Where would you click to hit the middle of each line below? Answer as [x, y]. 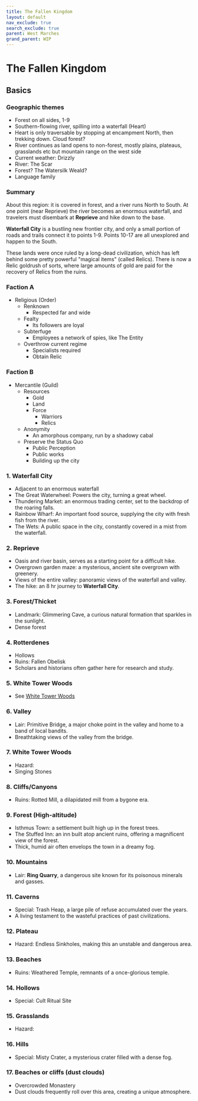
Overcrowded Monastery [45, 1085]
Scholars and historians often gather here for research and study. [94, 667]
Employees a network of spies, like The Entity [88, 338]
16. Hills [17, 1044]
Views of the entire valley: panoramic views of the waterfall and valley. [100, 580]
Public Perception [54, 448]
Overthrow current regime [55, 344]
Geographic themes [35, 107]
